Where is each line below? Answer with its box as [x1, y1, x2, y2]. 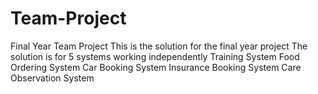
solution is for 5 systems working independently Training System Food [10, 50, 300, 62]
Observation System [10, 72, 95, 84]
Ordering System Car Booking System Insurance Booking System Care [10, 61, 302, 73]
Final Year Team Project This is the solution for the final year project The [10, 40, 308, 52]
